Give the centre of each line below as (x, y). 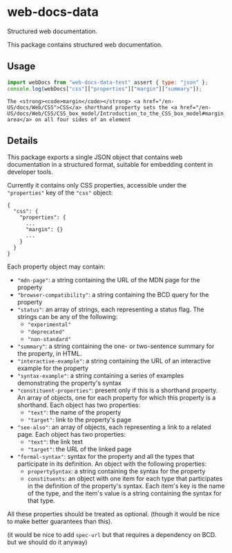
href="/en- (158, 101)
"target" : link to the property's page (79, 420)
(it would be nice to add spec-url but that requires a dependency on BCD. (112, 535)
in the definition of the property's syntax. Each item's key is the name (126, 486)
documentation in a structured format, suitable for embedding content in (110, 165)
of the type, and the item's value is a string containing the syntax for (125, 493)
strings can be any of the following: (67, 317)
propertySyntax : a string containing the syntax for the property (116, 471)
